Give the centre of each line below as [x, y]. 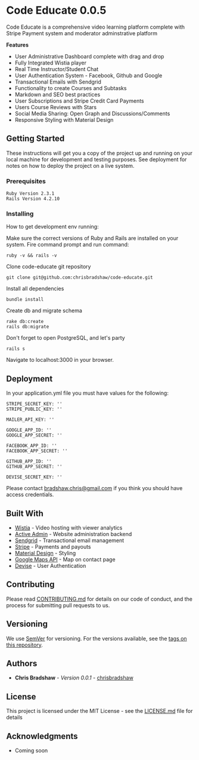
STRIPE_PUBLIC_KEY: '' [34, 410]
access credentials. [30, 495]
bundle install [25, 300]
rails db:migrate [28, 327]
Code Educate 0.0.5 [56, 10]
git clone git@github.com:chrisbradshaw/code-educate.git [80, 278]
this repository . [25, 645]
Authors [22, 663]
